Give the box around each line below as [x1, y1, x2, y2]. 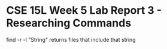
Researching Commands [6, 16, 132, 30]
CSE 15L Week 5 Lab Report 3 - [6, 4, 162, 17]
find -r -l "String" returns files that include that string [6, 36, 136, 43]
